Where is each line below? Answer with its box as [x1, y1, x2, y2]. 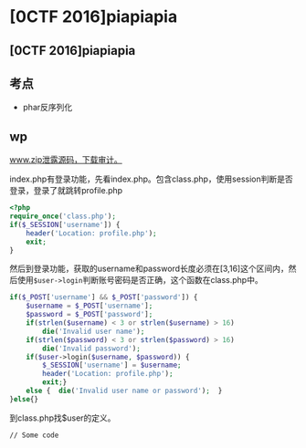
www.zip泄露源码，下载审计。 [9, 154, 123, 165]
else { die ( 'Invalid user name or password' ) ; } [26, 386, 223, 396]
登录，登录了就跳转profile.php [9, 185, 123, 196]
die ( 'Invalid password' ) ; [42, 344, 142, 353]
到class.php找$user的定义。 [9, 412, 116, 423]
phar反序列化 [22, 102, 73, 113]
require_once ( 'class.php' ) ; [9, 212, 117, 221]
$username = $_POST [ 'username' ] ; [26, 301, 153, 311]
